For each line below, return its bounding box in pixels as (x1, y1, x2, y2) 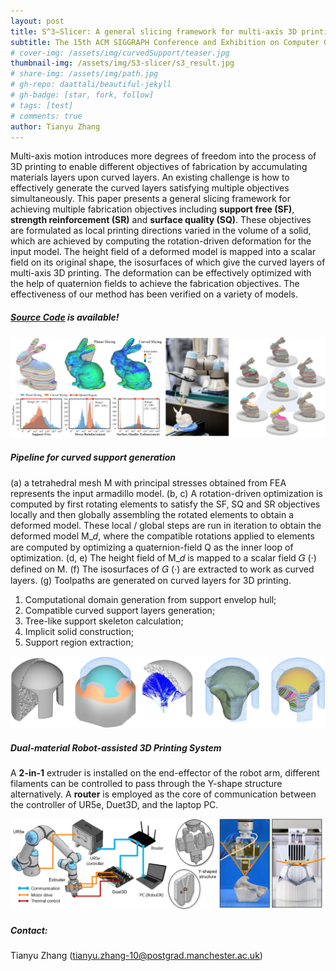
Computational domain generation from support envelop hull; (24, 593, 277, 605)
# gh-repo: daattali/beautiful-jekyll (10, 80, 172, 90)
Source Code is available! (10, 311, 120, 323)
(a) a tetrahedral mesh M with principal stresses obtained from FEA (10, 476, 287, 489)
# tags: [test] (10, 100, 74, 110)
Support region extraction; (24, 636, 134, 648)
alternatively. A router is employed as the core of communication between (10, 788, 317, 800)
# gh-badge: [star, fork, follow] (10, 90, 155, 100)
